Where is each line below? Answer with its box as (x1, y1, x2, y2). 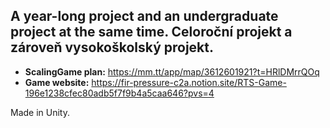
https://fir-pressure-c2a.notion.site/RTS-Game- (91, 76, 287, 88)
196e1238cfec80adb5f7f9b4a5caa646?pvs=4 (24, 87, 215, 99)
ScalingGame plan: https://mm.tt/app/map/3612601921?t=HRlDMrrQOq (24, 65, 320, 78)
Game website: (24, 76, 90, 88)
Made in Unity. (10, 106, 70, 118)
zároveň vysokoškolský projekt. (10, 39, 214, 56)
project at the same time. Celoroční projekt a (10, 24, 293, 41)
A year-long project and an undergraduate (10, 8, 279, 25)
